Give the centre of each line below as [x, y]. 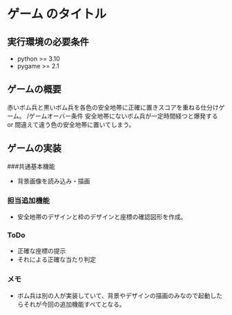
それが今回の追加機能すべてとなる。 [74, 304]
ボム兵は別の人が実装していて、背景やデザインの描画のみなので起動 [114, 295]
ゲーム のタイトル [57, 14]
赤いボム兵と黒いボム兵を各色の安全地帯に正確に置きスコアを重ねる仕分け [113, 107]
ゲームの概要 [35, 89]
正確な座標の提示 [41, 251]
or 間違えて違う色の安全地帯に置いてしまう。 [71, 124]
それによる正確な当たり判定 [57, 260]
